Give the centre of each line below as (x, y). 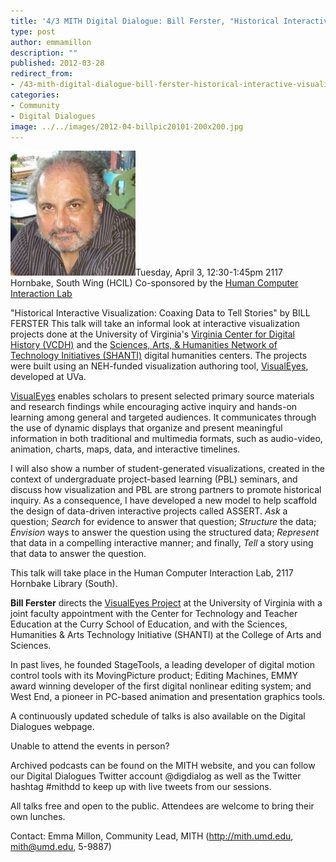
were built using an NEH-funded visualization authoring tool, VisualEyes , (159, 366)
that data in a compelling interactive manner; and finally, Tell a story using (162, 543)
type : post (33, 31)
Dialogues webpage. (52, 727)
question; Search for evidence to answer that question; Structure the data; (163, 522)
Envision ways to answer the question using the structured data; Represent (165, 532)
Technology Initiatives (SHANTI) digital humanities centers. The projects (159, 356)
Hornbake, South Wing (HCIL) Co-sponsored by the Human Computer (154, 283)
